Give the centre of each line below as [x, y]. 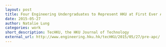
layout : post [19, 10]
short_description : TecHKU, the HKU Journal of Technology [67, 32]
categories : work [23, 28]
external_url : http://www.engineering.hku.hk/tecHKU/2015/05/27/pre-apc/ [83, 37]
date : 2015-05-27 [23, 19]
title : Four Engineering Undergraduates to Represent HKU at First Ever [82, 14]
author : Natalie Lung [27, 23]
